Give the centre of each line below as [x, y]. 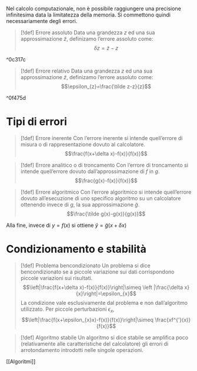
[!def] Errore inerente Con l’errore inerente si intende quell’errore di [101, 138]
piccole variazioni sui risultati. [56, 278]
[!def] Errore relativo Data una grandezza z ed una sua [86, 71]
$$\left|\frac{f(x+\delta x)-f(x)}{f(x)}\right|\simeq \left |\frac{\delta [103, 287]
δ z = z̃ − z [106, 48]
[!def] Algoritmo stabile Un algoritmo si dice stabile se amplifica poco [104, 337]
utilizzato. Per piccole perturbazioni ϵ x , [67, 310]
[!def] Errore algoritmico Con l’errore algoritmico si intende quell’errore [106, 192]
